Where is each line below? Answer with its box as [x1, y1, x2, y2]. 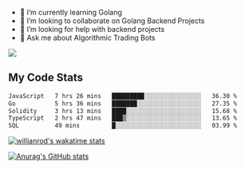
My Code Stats [8, 71, 84, 84]
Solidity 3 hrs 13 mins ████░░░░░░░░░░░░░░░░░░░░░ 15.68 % [8, 107, 238, 115]
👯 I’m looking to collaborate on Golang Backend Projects [19, 16, 205, 26]
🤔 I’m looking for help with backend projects [19, 25, 165, 33]
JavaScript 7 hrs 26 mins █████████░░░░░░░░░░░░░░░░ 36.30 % [8, 92, 238, 100]
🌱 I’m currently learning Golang [19, 8, 122, 17]
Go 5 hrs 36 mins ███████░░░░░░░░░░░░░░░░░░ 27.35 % [8, 100, 238, 108]
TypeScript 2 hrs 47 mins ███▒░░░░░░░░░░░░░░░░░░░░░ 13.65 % [8, 114, 238, 123]
